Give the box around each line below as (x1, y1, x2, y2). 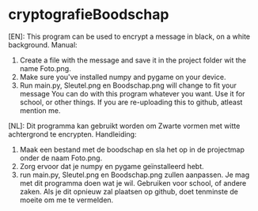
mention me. (19, 105, 61, 115)
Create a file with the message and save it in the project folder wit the (19, 55, 247, 65)
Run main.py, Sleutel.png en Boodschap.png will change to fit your (19, 81, 237, 90)
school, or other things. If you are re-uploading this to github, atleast (19, 97, 243, 107)
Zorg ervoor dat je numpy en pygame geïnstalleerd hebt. (19, 161, 204, 171)
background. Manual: (8, 40, 78, 49)
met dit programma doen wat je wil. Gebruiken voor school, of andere (19, 178, 247, 187)
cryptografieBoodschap (8, 6, 169, 24)
